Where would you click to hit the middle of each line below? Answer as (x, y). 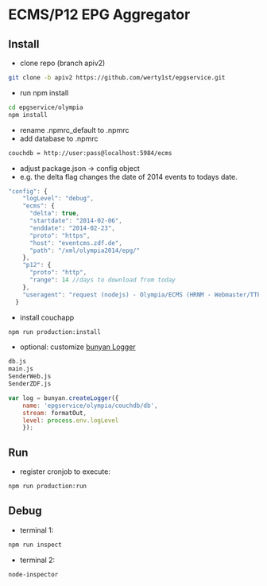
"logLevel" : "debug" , (58, 199)
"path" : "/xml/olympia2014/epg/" (85, 250)
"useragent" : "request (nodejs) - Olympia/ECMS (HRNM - (117, 295)
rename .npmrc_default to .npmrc (74, 130)
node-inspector (33, 574)
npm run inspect (35, 545)
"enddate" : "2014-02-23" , (72, 228)
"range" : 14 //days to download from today (103, 280)
